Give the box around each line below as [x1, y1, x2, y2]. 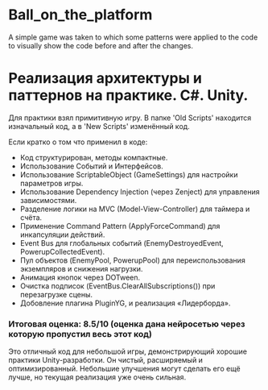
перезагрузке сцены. [19, 289, 93, 299]
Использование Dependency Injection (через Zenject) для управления [19, 187, 260, 197]
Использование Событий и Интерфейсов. [19, 161, 163, 171]
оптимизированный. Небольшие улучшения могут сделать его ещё [8, 364, 241, 374]
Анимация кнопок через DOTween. [19, 272, 141, 282]
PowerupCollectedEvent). [19, 247, 105, 256]
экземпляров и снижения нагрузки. [19, 263, 143, 273]
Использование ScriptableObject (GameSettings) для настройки [19, 169, 238, 179]
